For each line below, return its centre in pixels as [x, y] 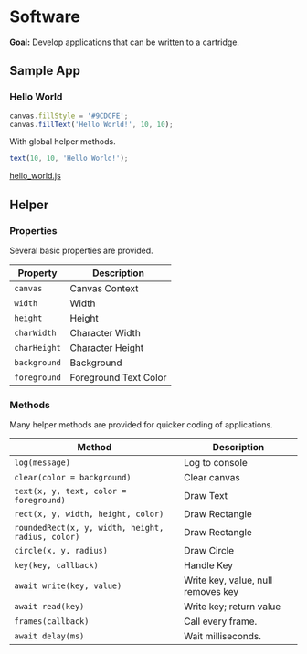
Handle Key [208, 565]
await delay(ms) [49, 636]
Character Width [106, 332]
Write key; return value [233, 607]
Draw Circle [209, 551]
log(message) [42, 463]
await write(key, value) [68, 586]
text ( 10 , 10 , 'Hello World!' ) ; [69, 158]
